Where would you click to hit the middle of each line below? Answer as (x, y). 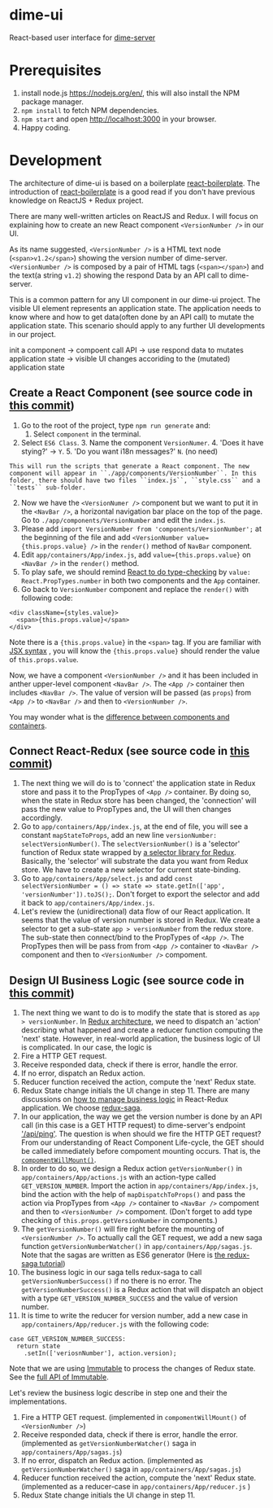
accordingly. (42, 818)
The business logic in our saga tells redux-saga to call (111, 1273)
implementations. (38, 1401)
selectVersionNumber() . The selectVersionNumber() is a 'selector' (130, 844)
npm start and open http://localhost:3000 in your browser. (119, 119)
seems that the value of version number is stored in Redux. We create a (141, 920)
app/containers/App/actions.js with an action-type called (118, 1177)
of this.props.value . (44, 659)
